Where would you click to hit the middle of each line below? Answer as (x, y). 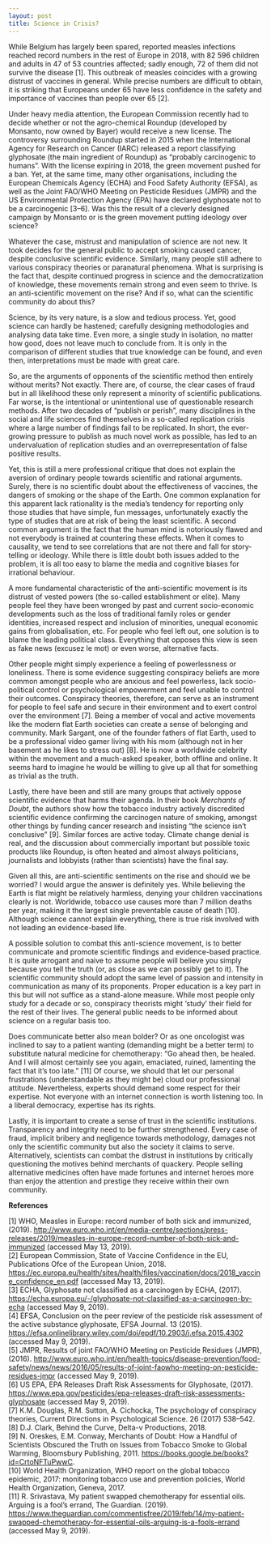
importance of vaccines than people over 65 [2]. (89, 98)
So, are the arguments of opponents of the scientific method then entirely (131, 376)
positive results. (35, 453)
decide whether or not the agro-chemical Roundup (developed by (118, 122)
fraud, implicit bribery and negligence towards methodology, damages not (132, 1137)
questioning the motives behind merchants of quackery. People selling (126, 1163)
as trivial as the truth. (44, 776)
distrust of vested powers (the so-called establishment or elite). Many (125, 597)
